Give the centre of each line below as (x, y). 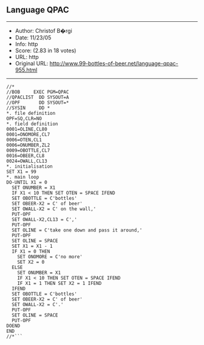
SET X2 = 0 (31, 262)
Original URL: (32, 63)
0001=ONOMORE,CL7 (28, 134)
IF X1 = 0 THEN (31, 251)
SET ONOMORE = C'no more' (50, 257)
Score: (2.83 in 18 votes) (46, 50)
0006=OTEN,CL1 (24, 140)
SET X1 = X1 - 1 (32, 246)
